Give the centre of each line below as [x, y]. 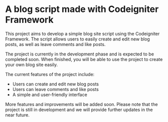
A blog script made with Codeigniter [82, 9]
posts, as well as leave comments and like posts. [55, 44]
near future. [18, 115]
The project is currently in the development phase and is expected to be [80, 54]
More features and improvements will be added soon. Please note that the [81, 104]
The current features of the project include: [50, 74]
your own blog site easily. [32, 64]
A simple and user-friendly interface [50, 94]
